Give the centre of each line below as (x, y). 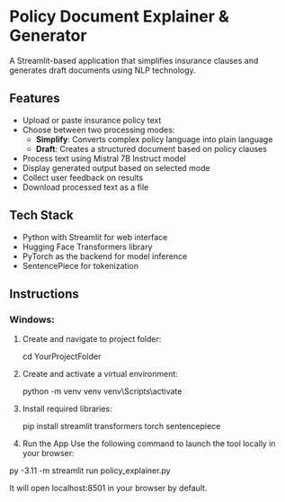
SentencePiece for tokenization (80, 265)
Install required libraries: (67, 409)
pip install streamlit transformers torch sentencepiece (121, 426)
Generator (48, 36)
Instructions (44, 294)
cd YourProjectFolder (62, 356)
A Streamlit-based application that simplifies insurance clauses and (134, 60)
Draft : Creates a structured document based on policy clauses (151, 148)
